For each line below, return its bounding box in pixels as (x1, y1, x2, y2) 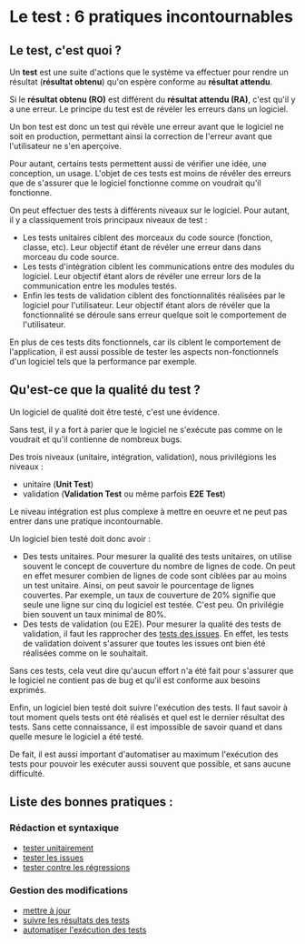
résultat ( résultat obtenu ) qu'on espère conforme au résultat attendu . (9, 76, 273, 87)
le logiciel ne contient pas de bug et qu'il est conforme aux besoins (9, 675, 261, 686)
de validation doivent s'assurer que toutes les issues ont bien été (22, 638, 266, 648)
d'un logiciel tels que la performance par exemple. (9, 357, 198, 367)
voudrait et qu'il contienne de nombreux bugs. (9, 434, 182, 445)
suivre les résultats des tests (22, 914, 130, 925)
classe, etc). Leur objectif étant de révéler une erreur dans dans (22, 242, 261, 252)
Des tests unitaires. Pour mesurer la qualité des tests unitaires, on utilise (22, 550, 292, 561)
